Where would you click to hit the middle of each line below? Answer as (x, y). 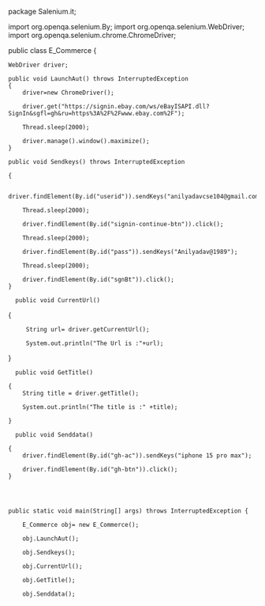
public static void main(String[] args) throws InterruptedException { (128, 511)
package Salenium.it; (42, 11)
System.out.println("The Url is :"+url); (95, 343)
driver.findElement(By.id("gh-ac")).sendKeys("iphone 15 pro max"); (137, 456)
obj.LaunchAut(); (51, 539)
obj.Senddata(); (49, 594)
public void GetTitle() (54, 373)
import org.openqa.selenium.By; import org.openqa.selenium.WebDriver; (126, 27)
